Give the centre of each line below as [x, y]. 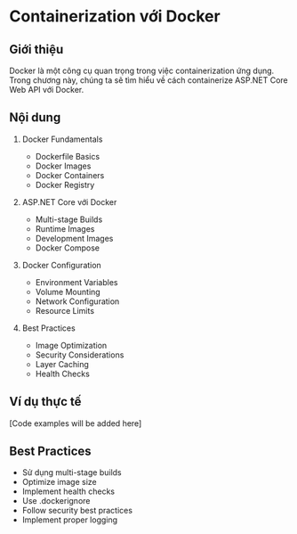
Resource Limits [65, 310]
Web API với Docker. [47, 90]
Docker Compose [68, 248]
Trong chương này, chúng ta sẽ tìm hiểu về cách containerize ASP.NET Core [148, 80]
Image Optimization [71, 345]
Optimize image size [59, 482]
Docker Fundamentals [62, 139]
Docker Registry [65, 185]
